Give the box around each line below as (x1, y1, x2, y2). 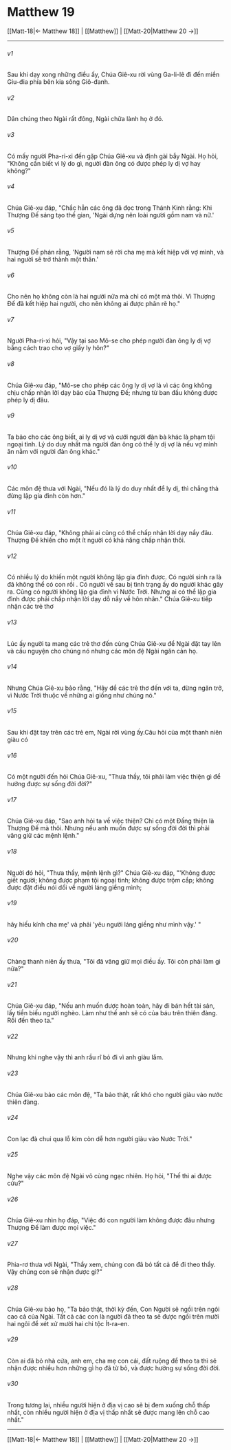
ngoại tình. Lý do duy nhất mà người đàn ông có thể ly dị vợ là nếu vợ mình (7, 440, 218, 448)
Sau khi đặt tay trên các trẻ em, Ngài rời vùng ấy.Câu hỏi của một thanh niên (7, 728, 223, 736)
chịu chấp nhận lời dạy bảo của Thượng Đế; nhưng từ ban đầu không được (7, 388, 218, 396)
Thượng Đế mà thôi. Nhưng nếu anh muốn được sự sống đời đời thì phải (7, 824, 210, 832)
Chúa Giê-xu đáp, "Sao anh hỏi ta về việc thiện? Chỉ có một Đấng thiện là (7, 816, 214, 825)
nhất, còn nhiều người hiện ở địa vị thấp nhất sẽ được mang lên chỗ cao (7, 1408, 210, 1417)
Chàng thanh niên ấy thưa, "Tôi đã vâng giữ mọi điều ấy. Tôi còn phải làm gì (7, 957, 221, 965)
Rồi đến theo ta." (7, 1016, 54, 1025)
